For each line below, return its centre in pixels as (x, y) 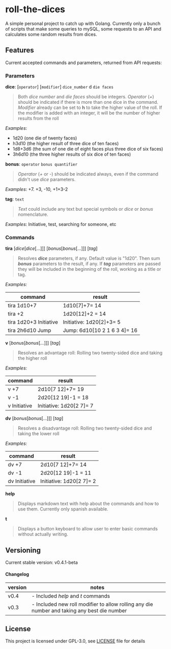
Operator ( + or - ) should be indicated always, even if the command (88, 174)
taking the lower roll (38, 434)
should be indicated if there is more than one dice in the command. (88, 102)
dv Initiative (22, 481)
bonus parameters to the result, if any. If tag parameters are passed (89, 264)
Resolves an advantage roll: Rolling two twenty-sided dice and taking (90, 353)
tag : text (15, 199)
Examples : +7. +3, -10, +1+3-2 (37, 189)
